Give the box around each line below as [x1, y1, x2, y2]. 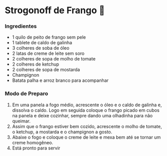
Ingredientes [5, 23, 37, 30]
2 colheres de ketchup [12, 61, 59, 68]
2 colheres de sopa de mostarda [12, 67, 80, 73]
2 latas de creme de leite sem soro [12, 50, 85, 56]
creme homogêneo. [12, 139, 54, 145]
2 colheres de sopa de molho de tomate [12, 56, 96, 62]
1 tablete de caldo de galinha [12, 40, 72, 46]
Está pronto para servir [12, 145, 60, 151]
